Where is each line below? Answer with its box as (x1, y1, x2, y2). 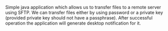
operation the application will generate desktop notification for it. (5, 20, 141, 26)
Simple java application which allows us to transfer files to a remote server (5, 4, 161, 10)
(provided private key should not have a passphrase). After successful (5, 15, 153, 20)
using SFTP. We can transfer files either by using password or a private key (5, 9, 163, 15)
